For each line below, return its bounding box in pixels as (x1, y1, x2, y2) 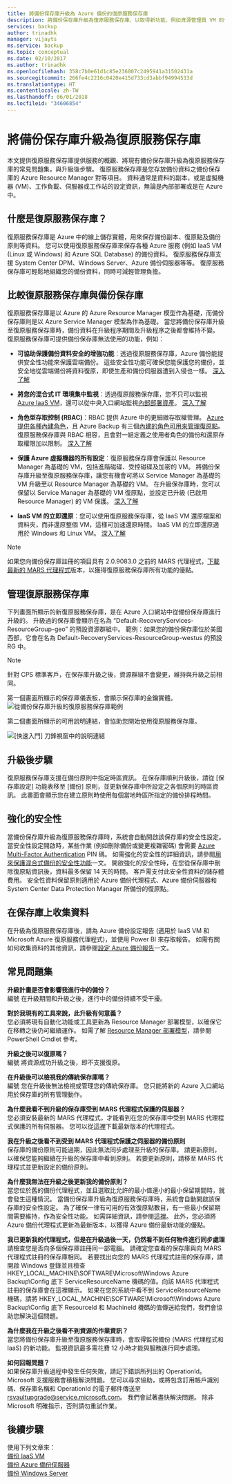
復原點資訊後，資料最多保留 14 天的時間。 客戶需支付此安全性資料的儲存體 (12, 867, 224, 875)
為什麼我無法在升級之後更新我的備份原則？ (7, 1177, 128, 1185)
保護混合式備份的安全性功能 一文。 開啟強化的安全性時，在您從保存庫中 (12, 858, 215, 867)
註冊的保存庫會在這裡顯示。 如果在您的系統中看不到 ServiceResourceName (7, 1286, 221, 1294)
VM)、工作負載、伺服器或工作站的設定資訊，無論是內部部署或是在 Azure (17, 182, 223, 190)
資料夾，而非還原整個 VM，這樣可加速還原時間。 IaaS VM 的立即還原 (17, 520, 213, 529)
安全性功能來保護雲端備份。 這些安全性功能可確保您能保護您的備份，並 (23, 358, 225, 366)
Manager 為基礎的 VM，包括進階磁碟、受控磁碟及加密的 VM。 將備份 (17, 462, 214, 471)
